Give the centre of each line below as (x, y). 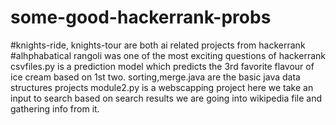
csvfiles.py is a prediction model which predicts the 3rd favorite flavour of (162, 66)
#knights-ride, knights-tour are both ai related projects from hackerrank (158, 45)
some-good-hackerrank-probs (141, 17)
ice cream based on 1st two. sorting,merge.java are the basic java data (155, 77)
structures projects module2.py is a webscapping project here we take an (162, 87)
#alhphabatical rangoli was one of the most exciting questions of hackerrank (168, 55)
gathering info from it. (55, 108)
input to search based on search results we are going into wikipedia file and (166, 98)
